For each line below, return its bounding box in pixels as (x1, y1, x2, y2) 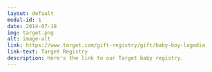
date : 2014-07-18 (7, 23, 57, 29)
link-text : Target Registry (7, 49, 88, 56)
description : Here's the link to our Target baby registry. (7, 55, 184, 62)
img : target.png (7, 29, 54, 36)
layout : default (7, 10, 54, 17)
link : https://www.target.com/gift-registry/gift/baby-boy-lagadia (7, 42, 206, 49)
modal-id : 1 (7, 16, 41, 23)
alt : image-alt (7, 36, 51, 43)
